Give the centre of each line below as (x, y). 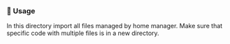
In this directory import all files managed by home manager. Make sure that (115, 26)
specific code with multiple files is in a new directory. (83, 33)
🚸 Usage (21, 11)
